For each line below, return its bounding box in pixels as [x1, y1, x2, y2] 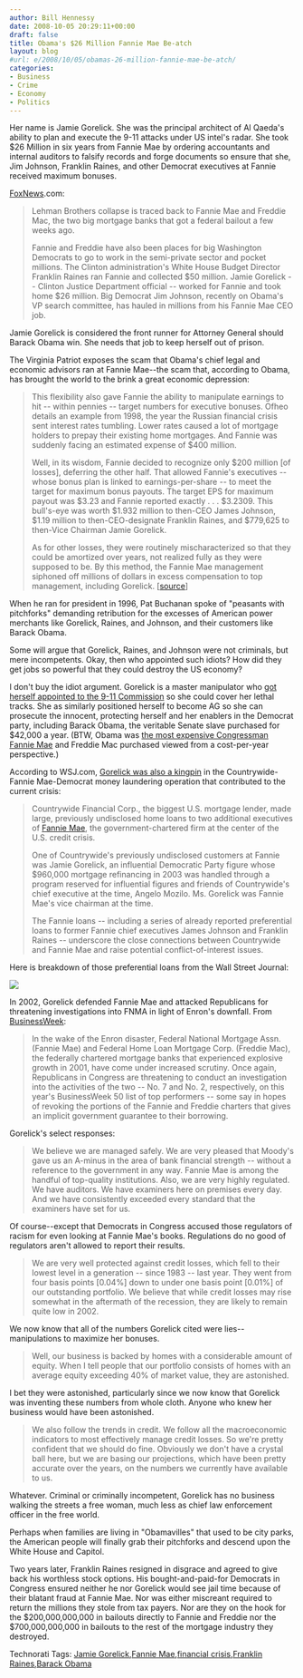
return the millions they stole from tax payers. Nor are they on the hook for [9, 1602, 287, 1614]
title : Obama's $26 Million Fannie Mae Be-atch [9, 38, 193, 48]
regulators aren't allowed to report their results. [9, 1240, 185, 1251]
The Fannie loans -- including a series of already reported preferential [31, 916, 292, 926]
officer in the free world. [9, 1509, 100, 1520]
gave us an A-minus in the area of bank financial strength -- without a [31, 1155, 292, 1166]
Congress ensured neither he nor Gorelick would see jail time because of [9, 1583, 281, 1594]
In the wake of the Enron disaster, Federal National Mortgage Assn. [31, 1033, 282, 1044]
